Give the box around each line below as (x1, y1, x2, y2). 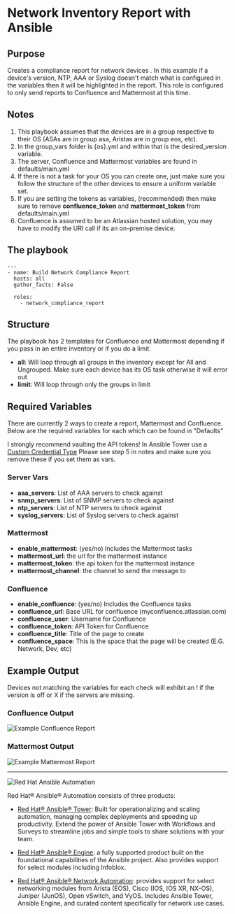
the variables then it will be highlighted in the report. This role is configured (7, 81, 224, 89)
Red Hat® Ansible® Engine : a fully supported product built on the (17, 848, 204, 857)
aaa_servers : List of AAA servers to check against (17, 488, 163, 497)
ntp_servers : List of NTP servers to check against (17, 503, 162, 512)
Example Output (7, 665, 79, 677)
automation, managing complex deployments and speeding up (17, 812, 198, 820)
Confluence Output (7, 708, 74, 718)
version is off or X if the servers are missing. (7, 691, 135, 699)
